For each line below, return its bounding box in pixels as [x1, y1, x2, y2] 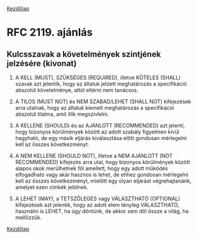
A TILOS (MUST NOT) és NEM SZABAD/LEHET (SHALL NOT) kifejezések [15, 98, 192, 105]
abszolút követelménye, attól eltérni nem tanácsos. [15, 87, 139, 93]
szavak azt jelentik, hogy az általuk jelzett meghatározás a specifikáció [15, 80, 187, 87]
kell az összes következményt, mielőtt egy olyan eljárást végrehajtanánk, [15, 177, 192, 184]
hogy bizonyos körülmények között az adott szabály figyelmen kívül [15, 128, 180, 135]
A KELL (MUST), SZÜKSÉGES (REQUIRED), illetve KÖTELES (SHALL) [15, 74, 181, 81]
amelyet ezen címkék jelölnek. [15, 184, 89, 191]
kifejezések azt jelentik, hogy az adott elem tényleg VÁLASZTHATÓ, [15, 201, 179, 208]
